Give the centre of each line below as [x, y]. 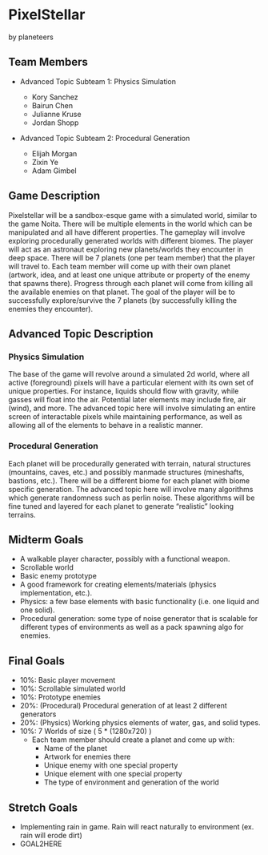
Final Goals [37, 661]
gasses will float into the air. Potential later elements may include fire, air [127, 400]
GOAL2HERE [41, 844]
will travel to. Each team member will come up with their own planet [119, 266]
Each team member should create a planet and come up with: [133, 740]
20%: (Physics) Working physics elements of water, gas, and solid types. [140, 723]
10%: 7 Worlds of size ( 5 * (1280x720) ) [86, 732]
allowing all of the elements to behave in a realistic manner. [106, 425]
